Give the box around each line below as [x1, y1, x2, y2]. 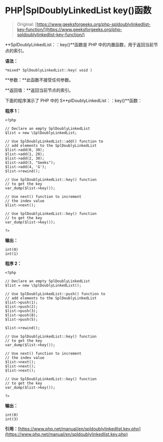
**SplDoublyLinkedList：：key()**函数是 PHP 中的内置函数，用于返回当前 [5, 41, 154, 47]
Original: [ [17, 21, 37, 27]
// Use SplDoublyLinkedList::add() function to [5, 139, 104, 144]
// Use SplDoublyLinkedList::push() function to [5, 291, 106, 296]
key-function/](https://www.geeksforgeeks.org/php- [17, 26, 123, 32]
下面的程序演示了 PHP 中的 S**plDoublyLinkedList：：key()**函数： [5, 97, 143, 103]
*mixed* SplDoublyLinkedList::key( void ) [5, 68, 92, 72]
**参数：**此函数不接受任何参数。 [5, 77, 74, 83]
